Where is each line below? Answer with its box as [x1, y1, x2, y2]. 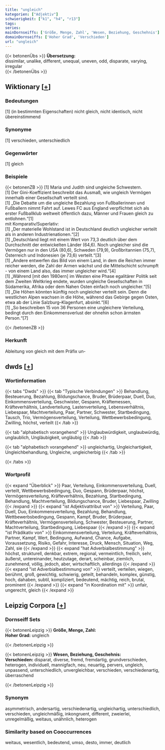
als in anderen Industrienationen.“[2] [5, 231, 80, 237]
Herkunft [5, 337, 27, 344]
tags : [5, 21, 16, 26]
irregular [5, 63, 23, 69]
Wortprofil [5, 471, 31, 478]
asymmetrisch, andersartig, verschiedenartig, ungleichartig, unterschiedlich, [5, 705, 160, 712]
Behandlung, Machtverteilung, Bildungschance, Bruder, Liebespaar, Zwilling [5, 498, 159, 504]
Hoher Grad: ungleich [5, 632, 50, 638]
